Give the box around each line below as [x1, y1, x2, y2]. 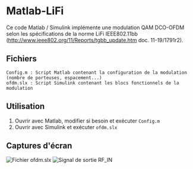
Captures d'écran [6, 140, 72, 151]
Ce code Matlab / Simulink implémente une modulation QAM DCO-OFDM [6, 24, 185, 31]
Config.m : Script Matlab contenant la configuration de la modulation [6, 70, 187, 76]
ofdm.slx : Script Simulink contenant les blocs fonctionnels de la [6, 80, 179, 86]
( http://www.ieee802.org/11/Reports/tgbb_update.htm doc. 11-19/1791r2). [6, 36, 183, 43]
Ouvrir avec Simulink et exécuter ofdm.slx [14, 123, 118, 130]
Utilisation [6, 101, 45, 111]
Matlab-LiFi [6, 4, 64, 18]
